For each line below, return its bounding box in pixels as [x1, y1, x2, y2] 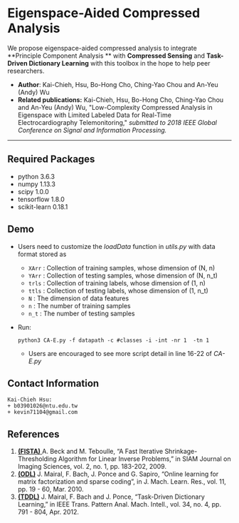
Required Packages [7, 153, 95, 166]
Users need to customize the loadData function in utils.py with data [17, 242, 216, 250]
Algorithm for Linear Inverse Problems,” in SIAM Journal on [58, 455, 231, 463]
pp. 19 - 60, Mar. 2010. [17, 485, 84, 494]
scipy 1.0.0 [17, 187, 50, 196]
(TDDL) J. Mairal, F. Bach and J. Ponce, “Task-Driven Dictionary [17, 492, 205, 501]
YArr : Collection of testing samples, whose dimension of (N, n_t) [28, 271, 218, 280]
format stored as [17, 250, 67, 258]
